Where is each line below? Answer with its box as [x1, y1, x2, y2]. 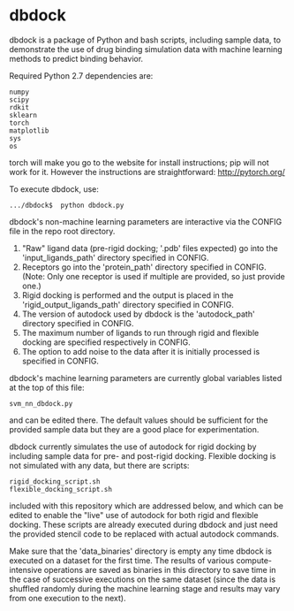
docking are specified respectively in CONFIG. [21, 337, 192, 348]
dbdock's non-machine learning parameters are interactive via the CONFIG [9, 216, 283, 226]
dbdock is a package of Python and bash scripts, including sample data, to [9, 34, 281, 45]
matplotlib [9, 126, 49, 135]
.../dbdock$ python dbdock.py [9, 201, 124, 210]
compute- [236, 554, 272, 566]
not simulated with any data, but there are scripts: [9, 460, 190, 470]
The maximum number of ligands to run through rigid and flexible [21, 327, 260, 338]
